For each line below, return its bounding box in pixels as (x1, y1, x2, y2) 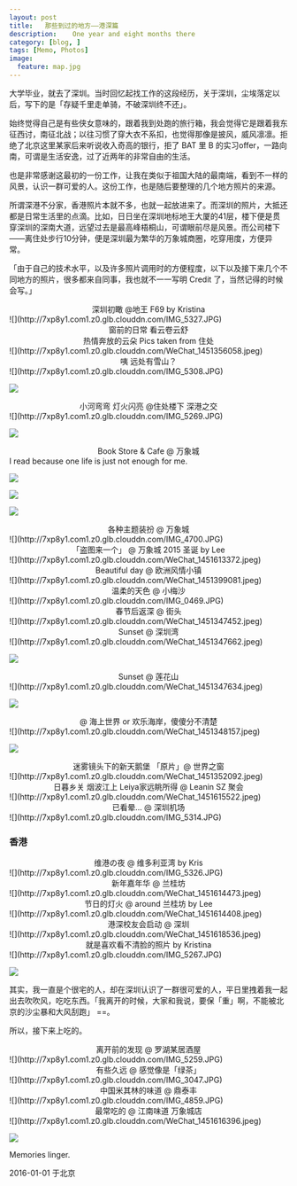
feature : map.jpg (17, 63, 81, 72)
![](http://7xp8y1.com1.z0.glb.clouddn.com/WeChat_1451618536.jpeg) (9, 929, 262, 940)
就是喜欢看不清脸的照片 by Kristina (85, 940, 212, 950)
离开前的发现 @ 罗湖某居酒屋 (95, 1044, 202, 1055)
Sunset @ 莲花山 (118, 671, 179, 682)
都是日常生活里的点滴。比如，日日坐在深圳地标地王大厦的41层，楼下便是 (9, 210, 273, 222)
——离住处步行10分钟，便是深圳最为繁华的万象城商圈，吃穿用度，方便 (9, 232, 265, 244)
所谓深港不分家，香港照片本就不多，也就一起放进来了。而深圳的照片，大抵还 (9, 199, 288, 210)
